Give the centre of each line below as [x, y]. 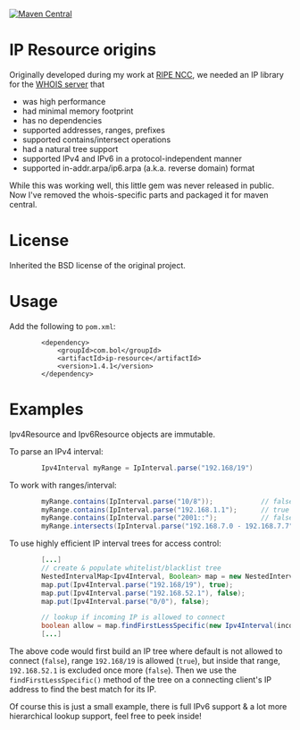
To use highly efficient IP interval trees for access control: [115, 543]
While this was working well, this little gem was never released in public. [142, 185]
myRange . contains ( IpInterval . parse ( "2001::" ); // [155, 518]
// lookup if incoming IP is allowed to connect [133, 617]
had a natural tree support [70, 149]
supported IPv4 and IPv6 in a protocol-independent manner [132, 158]
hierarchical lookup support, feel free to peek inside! [106, 716]
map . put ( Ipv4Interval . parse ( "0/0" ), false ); [125, 601]
